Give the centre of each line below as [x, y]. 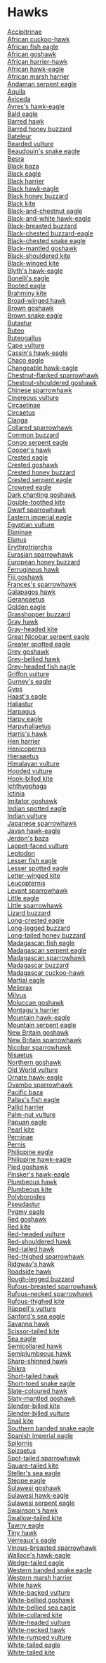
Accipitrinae [25, 32]
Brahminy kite [27, 293]
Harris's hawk [27, 733]
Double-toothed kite [36, 502]
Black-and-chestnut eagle [45, 211]
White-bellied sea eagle [41, 1607]
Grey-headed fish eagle [41, 666]
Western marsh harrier [40, 1577]
